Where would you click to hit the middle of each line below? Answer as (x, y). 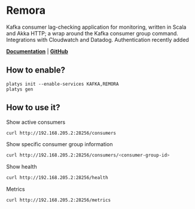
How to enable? (36, 70)
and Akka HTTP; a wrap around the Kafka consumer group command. (92, 33)
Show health (22, 167)
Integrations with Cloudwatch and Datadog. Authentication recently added (98, 40)
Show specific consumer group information (60, 144)
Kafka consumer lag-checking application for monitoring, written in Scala (96, 27)
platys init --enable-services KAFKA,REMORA (63, 84)
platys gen (20, 89)
